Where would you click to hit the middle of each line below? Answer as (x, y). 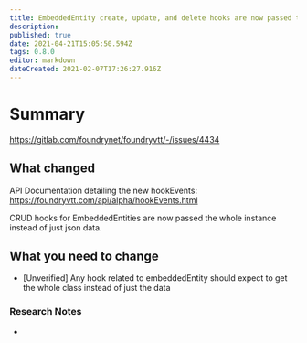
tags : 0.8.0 (32, 52)
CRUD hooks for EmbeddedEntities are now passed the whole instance (143, 218)
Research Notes (46, 312)
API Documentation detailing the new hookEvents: (104, 190)
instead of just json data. (56, 227)
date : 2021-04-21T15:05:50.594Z (71, 43)
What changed (53, 169)
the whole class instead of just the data (96, 288)
